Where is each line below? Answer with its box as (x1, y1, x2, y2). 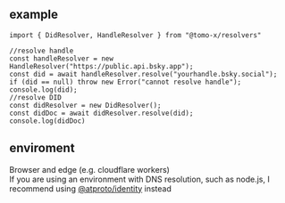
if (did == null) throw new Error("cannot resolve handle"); (9, 77, 242, 86)
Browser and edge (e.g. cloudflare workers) (9, 164, 170, 175)
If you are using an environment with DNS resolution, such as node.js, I (9, 174, 270, 184)
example (9, 7, 59, 22)
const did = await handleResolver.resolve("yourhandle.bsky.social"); (9, 69, 278, 78)
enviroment (9, 141, 75, 156)
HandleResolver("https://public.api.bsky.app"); (9, 61, 194, 70)
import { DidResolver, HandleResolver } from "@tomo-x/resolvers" (9, 30, 262, 39)
